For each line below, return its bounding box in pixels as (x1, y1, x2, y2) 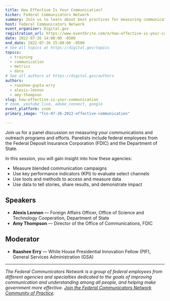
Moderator (5, 235, 39, 244)
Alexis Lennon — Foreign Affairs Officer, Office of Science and (12, 209, 144, 215)
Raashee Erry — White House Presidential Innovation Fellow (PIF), (12, 248, 151, 254)
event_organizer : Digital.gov (5, 26, 69, 31)
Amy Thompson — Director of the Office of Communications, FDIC (12, 220, 153, 226)
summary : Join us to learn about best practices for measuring (5, 17, 142, 22)
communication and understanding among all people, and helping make (5, 279, 156, 285)
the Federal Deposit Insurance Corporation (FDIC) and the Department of (5, 140, 158, 146)
